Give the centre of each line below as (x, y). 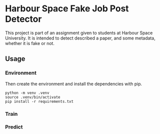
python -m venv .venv (27, 93)
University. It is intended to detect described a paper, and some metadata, (80, 38)
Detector (23, 19)
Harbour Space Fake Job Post (67, 9)
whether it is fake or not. (30, 43)
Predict (14, 127)
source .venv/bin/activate (33, 97)
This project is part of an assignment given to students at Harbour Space (79, 33)
